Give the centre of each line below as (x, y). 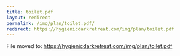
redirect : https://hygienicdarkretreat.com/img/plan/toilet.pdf (90, 29)
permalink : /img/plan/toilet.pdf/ (51, 23)
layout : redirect (29, 18)
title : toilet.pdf (30, 12)
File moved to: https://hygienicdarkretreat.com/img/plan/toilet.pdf (89, 46)
